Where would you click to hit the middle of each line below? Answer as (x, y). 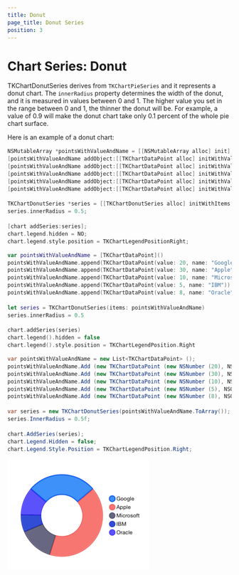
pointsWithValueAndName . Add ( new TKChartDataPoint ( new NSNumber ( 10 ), (116, 381)
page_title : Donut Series (46, 22)
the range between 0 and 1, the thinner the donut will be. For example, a (113, 109)
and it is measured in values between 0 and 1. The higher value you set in (115, 101)
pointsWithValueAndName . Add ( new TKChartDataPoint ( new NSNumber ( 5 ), (114, 389)
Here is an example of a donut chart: (61, 137)
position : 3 (25, 30)
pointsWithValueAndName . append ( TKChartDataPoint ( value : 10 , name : (108, 278)
